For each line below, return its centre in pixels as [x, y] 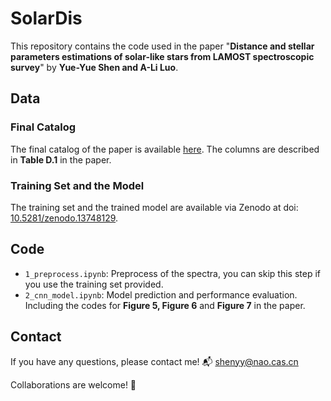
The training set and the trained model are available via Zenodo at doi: [154, 207]
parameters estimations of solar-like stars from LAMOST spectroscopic [162, 56]
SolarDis [46, 18]
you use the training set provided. [94, 284]
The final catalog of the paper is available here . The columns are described [165, 149]
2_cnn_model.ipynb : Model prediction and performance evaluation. [161, 294]
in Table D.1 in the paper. [61, 159]
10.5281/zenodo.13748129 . [64, 218]
